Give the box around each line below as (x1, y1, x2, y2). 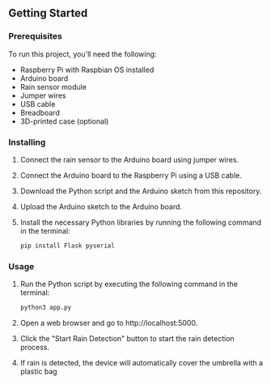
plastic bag (19, 367, 58, 377)
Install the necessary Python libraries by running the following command (19, 217, 261, 227)
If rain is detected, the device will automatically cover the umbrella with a (19, 358, 264, 368)
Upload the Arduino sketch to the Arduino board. (19, 201, 183, 211)
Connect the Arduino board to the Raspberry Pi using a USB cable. (19, 170, 243, 180)
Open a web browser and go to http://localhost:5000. (19, 319, 198, 328)
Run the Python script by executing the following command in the (19, 279, 239, 289)
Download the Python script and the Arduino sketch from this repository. (19, 186, 262, 196)
